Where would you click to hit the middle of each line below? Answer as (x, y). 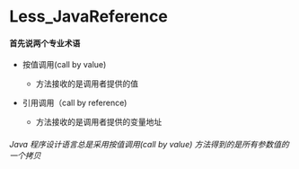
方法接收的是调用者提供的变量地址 (99, 122)
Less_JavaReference (89, 17)
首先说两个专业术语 (45, 43)
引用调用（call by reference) (75, 103)
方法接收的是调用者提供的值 (87, 84)
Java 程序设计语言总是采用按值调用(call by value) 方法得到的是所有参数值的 (149, 144)
